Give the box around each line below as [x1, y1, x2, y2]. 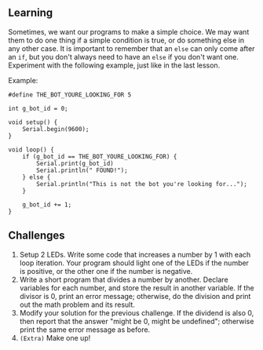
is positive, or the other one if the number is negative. [19, 266, 193, 275]
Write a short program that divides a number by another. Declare [19, 275, 229, 284]
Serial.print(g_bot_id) [36, 159, 114, 167]
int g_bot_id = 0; [8, 104, 68, 112]
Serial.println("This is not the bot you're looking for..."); [36, 180, 247, 188]
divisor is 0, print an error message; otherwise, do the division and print [19, 291, 251, 301]
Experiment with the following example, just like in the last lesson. [8, 60, 221, 70]
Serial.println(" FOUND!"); [36, 166, 128, 174]
